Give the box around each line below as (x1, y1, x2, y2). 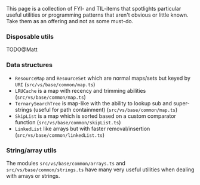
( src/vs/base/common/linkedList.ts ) (14, 131, 105, 139)
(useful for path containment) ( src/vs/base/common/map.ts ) (33, 106, 178, 113)
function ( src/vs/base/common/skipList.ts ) (14, 118, 121, 126)
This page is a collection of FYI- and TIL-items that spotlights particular (6, 5, 181, 12)
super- (173, 99, 190, 106)
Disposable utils (6, 32, 54, 40)
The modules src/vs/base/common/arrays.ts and (6, 159, 125, 167)
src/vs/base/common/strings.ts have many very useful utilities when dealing (6, 166, 195, 173)
